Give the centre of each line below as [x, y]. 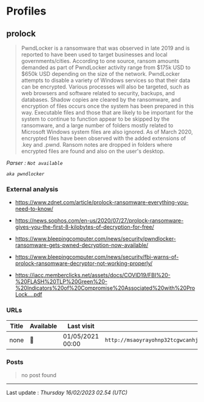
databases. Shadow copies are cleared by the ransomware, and [101, 99]
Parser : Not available [35, 163]
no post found [39, 375]
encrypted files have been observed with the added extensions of [104, 138]
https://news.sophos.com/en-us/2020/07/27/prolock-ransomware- [99, 221]
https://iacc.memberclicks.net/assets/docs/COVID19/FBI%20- [93, 275]
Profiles [26, 11]
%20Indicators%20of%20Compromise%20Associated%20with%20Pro [105, 288]
